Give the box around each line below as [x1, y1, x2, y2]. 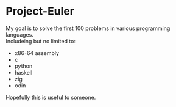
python [14, 62, 33, 70]
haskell [14, 68, 33, 76]
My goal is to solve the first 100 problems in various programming [5, 24, 171, 32]
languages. [5, 31, 34, 38]
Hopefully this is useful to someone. [5, 94, 96, 101]
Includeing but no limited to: [5, 37, 76, 45]
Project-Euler [5, 4, 74, 18]
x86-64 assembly [14, 49, 59, 56]
